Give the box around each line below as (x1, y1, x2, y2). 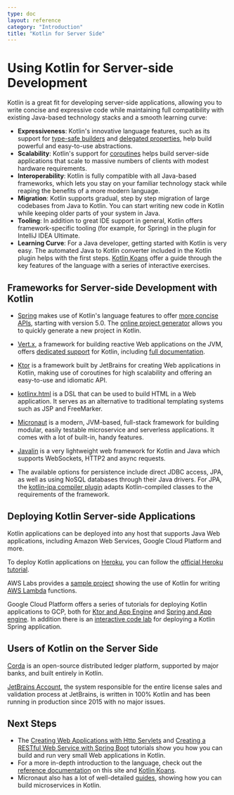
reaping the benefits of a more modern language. (17, 187, 160, 195)
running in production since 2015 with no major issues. (7, 697, 166, 706)
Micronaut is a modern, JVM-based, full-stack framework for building (17, 418, 219, 426)
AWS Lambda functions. (7, 586, 77, 595)
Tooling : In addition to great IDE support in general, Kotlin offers (17, 216, 203, 225)
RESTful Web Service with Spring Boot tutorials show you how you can (17, 744, 223, 752)
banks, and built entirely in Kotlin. (7, 668, 104, 677)
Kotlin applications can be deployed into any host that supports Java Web (7, 529, 221, 538)
